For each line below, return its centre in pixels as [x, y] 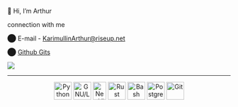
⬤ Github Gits [29, 52]
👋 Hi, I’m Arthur [29, 11]
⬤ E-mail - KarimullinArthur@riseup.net [66, 38]
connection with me [36, 24]
